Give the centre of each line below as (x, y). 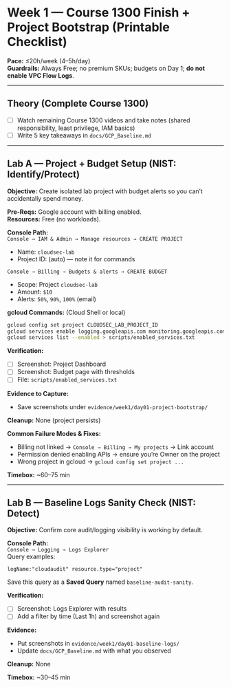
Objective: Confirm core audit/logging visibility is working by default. (105, 530)
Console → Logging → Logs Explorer (58, 550)
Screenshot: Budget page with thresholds (76, 372)
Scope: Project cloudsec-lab (57, 284)
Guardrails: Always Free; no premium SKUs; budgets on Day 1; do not (106, 68)
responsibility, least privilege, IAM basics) (76, 128)
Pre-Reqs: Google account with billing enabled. (75, 212)
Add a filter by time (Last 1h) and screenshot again (88, 616)
